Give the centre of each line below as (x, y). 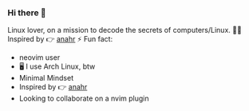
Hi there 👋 (27, 13)
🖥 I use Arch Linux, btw (57, 66)
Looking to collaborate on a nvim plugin (84, 98)
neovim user (40, 57)
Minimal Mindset (46, 78)
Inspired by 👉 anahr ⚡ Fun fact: (60, 39)
